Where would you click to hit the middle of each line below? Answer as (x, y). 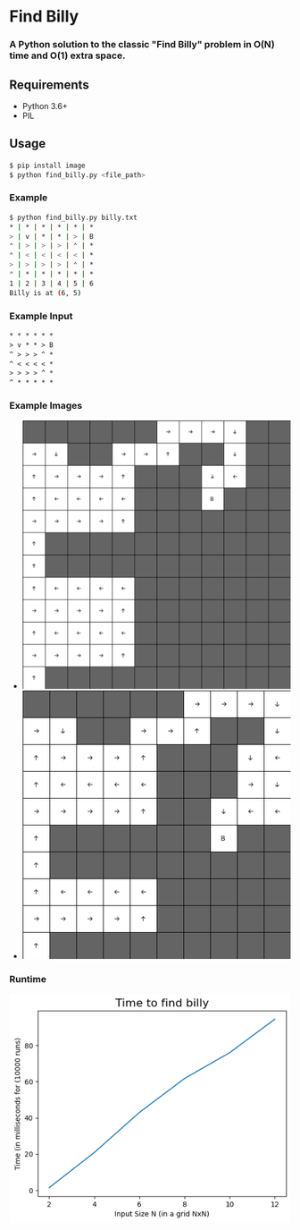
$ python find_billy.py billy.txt (74, 217)
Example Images (46, 406)
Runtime (28, 979)
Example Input (41, 316)
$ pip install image (48, 165)
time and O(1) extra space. (67, 55)
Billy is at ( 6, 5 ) (46, 293)
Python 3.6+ (45, 106)
